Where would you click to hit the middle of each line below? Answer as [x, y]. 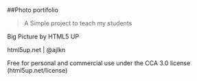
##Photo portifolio [33, 10]
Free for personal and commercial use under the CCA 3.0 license [99, 63]
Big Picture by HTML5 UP [43, 36]
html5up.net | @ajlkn [36, 50]
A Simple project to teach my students [78, 23]
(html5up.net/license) [37, 70]
